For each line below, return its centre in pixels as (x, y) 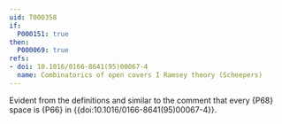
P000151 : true (43, 34)
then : (19, 42)
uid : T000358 (33, 17)
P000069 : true (43, 50)
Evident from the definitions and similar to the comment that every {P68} (141, 100)
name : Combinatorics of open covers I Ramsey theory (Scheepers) (140, 75)
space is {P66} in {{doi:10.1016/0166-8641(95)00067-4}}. (113, 109)
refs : (19, 58)
